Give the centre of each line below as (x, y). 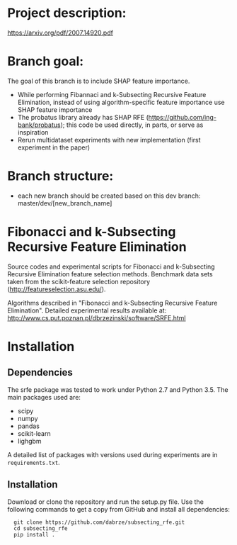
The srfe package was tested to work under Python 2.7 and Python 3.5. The (118, 389)
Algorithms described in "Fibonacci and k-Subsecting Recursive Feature (112, 303)
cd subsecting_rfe (41, 528)
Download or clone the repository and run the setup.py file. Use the (105, 502)
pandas (29, 426)
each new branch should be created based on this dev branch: (109, 196)
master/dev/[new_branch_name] (65, 203)
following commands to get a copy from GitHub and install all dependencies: (118, 509)
